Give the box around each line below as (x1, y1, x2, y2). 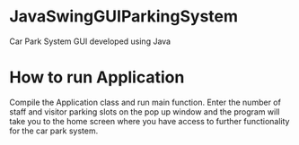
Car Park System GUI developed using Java (9, 36, 171, 47)
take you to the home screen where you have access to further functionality (9, 115, 290, 126)
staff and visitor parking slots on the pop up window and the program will (9, 106, 280, 117)
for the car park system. (9, 125, 99, 136)
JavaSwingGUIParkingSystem (9, 6, 239, 27)
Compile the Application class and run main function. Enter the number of (9, 97, 281, 107)
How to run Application (9, 67, 185, 88)
